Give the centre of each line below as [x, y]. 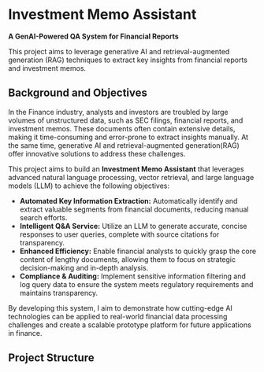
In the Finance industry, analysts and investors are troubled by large [118, 112]
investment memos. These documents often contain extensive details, [122, 128]
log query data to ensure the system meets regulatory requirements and [136, 284]
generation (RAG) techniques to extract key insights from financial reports [128, 60]
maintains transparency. [59, 293]
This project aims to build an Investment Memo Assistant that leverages [126, 169]
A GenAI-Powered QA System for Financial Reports [93, 36]
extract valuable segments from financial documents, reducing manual [134, 209]
